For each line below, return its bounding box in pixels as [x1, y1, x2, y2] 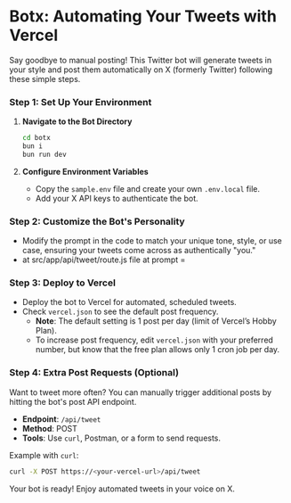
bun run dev [21, 150, 67, 159]
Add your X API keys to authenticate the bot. [35, 193, 198, 203]
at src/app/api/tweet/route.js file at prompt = [21, 254, 186, 265]
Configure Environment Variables [21, 166, 149, 177]
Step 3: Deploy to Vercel [9, 276, 116, 289]
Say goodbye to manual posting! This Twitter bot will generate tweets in [9, 54, 272, 65]
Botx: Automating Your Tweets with [9, 6, 278, 27]
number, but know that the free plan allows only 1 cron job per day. [35, 344, 280, 355]
